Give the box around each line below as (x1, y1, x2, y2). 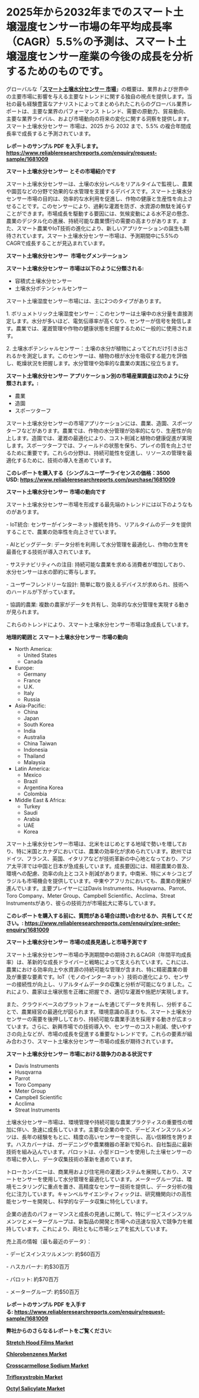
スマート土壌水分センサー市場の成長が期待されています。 (37, 1038, 176, 1045)
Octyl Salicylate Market (6, 1385, 65, 1392)
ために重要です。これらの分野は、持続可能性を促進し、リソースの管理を (11, 449, 187, 457)
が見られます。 (6, 608, 43, 615)
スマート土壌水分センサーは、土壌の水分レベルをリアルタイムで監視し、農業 (6, 180, 193, 187)
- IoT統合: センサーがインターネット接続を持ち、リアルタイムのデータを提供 (6, 521, 192, 528)
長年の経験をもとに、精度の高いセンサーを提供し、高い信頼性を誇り (21, 1133, 188, 1140)
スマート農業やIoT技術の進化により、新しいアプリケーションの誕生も (16, 225, 185, 232)
